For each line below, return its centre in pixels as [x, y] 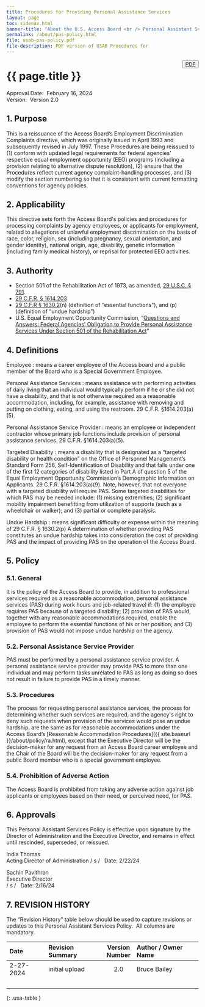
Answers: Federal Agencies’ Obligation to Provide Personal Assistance [103, 325]
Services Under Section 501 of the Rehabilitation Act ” [82, 331]
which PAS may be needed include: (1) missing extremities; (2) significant [99, 497]
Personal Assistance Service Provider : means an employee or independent [101, 427]
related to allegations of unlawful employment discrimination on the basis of [102, 232]
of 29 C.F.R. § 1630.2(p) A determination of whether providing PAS [90, 529]
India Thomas [23, 854]
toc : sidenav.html [30, 23]
